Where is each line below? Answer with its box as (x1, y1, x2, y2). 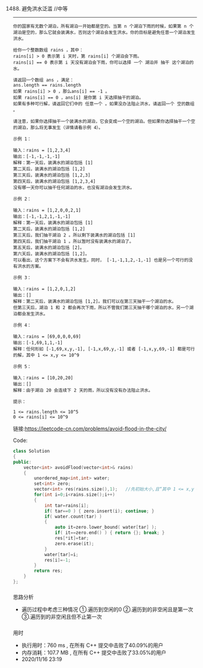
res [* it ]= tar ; (54, 535, 89, 541)
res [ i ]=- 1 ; (44, 557, 71, 563)
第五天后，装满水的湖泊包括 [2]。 (13, 245, 85, 251)
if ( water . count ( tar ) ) (44, 513, 102, 519)
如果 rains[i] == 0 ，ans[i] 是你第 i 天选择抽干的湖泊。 (13, 95, 144, 101)
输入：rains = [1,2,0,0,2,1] (13, 207, 82, 213)
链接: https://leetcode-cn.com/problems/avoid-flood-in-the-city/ (13, 425, 167, 432)
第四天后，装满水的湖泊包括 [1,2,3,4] (13, 179, 96, 184)
